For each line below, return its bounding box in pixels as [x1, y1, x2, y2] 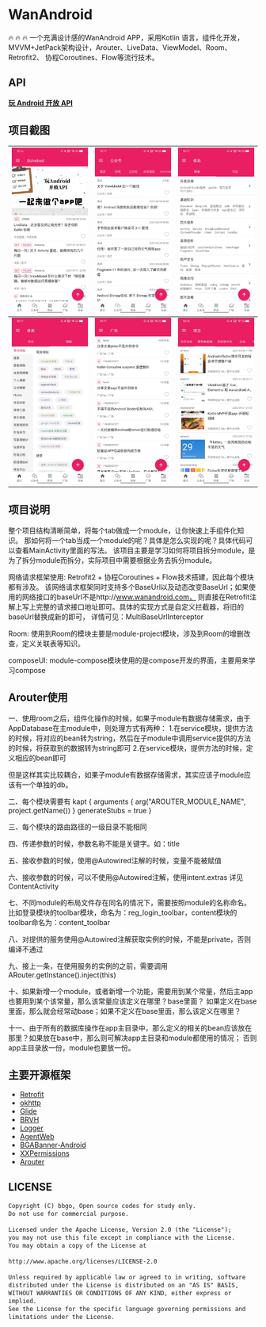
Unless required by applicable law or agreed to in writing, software [8, 1274, 246, 1282]
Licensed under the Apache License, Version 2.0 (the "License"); [8, 1226, 232, 1234]
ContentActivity [8, 881, 59, 891]
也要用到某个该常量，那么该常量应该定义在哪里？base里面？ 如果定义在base [8, 996, 257, 1006]
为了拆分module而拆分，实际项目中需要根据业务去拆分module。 [8, 555, 217, 564]
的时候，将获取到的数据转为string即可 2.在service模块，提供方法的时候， [8, 743, 247, 752]
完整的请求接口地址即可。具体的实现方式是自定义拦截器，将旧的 [35, 602, 244, 611]
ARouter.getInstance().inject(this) [8, 969, 116, 980]
